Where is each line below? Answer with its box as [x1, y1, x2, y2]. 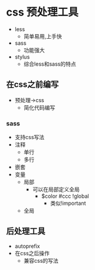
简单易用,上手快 [23, 32, 62, 39]
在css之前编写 [6, 79, 59, 90]
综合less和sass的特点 [23, 60, 76, 67]
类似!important [50, 200, 86, 207]
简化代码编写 [23, 104, 55, 111]
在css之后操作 [14, 249, 50, 257]
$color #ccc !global [41, 192, 89, 200]
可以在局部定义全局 [32, 186, 80, 193]
